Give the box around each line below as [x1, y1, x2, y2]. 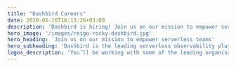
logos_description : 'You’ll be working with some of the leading [7, 50, 202, 57]
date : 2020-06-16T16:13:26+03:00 [7, 17, 105, 24]
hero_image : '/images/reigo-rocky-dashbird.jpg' [7, 29, 152, 37]
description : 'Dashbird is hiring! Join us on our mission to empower [7, 23, 218, 30]
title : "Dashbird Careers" [7, 10, 86, 17]
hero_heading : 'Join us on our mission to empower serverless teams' [7, 36, 216, 43]
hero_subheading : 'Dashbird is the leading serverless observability [7, 43, 216, 50]
